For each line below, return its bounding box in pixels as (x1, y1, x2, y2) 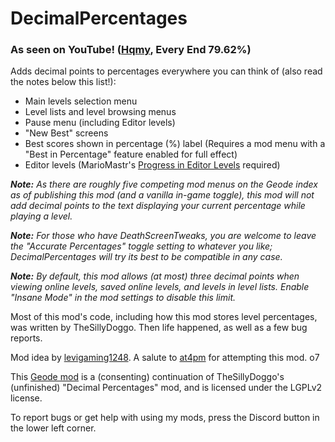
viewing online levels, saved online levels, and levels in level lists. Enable (10, 281, 310, 293)
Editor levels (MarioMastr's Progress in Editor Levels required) (24, 159, 281, 171)
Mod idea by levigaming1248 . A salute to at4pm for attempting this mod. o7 (10, 352, 320, 364)
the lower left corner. (10, 422, 97, 434)
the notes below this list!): (10, 76, 117, 88)
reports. (10, 332, 43, 344)
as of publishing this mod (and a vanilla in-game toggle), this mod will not (10, 189, 315, 201)
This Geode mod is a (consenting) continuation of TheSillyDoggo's (10, 371, 285, 383)
